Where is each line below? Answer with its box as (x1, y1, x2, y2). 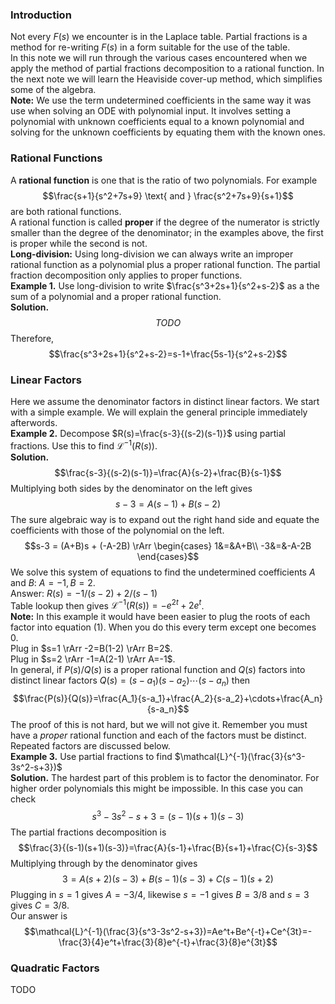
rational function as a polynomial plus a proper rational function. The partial (10, 258, 321, 270)
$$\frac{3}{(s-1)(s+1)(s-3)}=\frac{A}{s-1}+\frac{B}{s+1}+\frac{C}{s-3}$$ (18, 841, 318, 853)
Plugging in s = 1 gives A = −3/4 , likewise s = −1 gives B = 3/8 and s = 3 (10, 888, 310, 900)
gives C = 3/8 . (10, 899, 70, 911)
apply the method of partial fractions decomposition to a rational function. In (10, 63, 325, 75)
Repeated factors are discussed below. (10, 740, 171, 752)
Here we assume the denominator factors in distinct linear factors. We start (10, 395, 320, 407)
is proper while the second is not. (10, 237, 148, 249)
